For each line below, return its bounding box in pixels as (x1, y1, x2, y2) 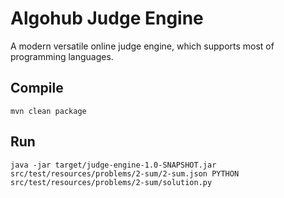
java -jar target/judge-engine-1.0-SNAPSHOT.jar (10, 160, 217, 170)
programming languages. (10, 50, 114, 62)
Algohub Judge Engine (10, 7, 204, 30)
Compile (10, 80, 64, 97)
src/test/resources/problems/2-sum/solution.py (10, 177, 213, 187)
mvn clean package (10, 106, 87, 116)
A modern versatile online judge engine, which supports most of (10, 40, 275, 52)
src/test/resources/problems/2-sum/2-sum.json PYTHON (10, 168, 240, 179)
